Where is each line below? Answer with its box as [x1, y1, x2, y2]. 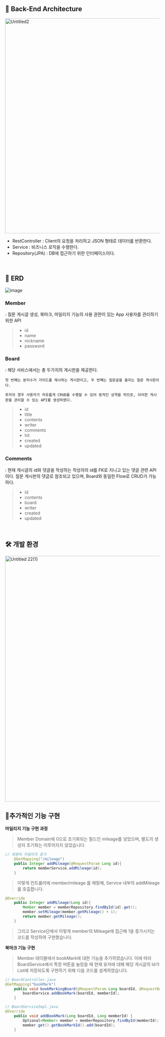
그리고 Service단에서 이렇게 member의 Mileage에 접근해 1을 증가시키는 [17, 928, 155, 934]
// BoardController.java [5, 977, 56, 982]
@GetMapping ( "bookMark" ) [5, 981, 56, 987]
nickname [24, 338, 45, 344]
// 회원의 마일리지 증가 [5, 852, 47, 857]
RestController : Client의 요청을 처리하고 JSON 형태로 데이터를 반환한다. [12, 238, 152, 244]
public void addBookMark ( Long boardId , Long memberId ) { [14, 1013, 133, 1018]
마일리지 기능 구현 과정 [5, 826, 48, 832]
